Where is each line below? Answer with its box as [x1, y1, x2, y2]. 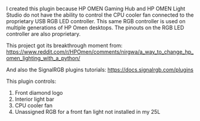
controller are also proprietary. [6, 30, 81, 38]
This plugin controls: [6, 77, 57, 85]
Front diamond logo [14, 89, 63, 96]
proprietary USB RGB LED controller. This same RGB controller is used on [6, 18, 186, 24]
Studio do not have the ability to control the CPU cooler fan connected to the [6, 11, 194, 18]
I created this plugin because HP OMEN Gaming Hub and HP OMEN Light [6, 5, 186, 12]
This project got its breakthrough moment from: [6, 42, 123, 49]
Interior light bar [14, 95, 55, 103]
